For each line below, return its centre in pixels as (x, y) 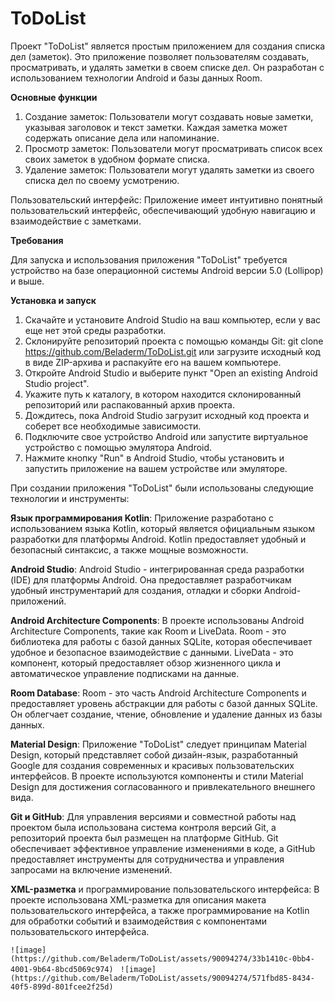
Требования (37, 240)
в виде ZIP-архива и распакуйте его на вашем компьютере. (153, 362)
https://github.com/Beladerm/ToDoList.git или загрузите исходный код (172, 351)
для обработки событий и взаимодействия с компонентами (138, 921)
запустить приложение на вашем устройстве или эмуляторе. (156, 468)
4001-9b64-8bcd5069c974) (62, 969)
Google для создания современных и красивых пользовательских (152, 765)
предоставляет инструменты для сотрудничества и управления (147, 859)
